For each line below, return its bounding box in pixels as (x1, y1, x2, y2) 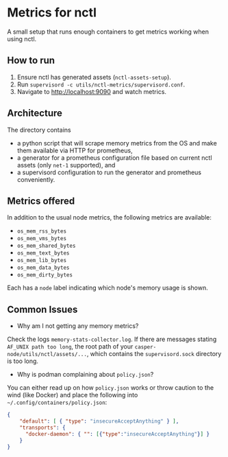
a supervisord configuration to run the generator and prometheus (16, 168, 202, 176)
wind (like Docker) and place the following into (7, 391, 138, 399)
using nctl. (7, 34, 37, 43)
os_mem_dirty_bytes (16, 272, 73, 279)
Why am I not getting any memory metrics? (16, 322, 139, 330)
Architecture (7, 108, 63, 119)
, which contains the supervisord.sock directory (86, 350, 222, 358)
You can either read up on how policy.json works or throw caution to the (7, 384, 214, 392)
